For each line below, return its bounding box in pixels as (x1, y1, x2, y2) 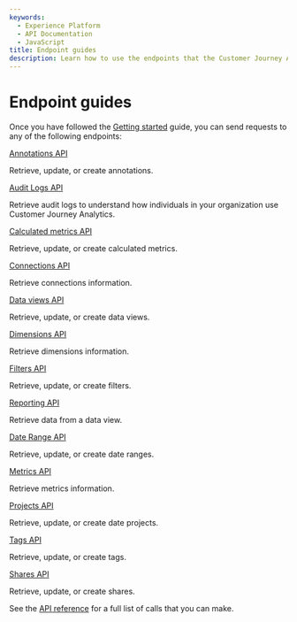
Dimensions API (9, 328, 67, 339)
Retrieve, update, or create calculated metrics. (9, 242, 179, 253)
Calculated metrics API (9, 226, 93, 236)
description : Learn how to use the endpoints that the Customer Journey (9, 54, 283, 63)
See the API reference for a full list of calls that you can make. (9, 603, 234, 613)
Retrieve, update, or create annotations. (9, 165, 154, 175)
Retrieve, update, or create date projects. (9, 517, 159, 527)
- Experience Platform (17, 21, 101, 30)
